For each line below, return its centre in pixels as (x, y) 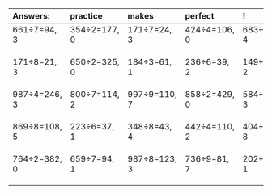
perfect (200, 16)
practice (86, 16)
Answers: (31, 16)
